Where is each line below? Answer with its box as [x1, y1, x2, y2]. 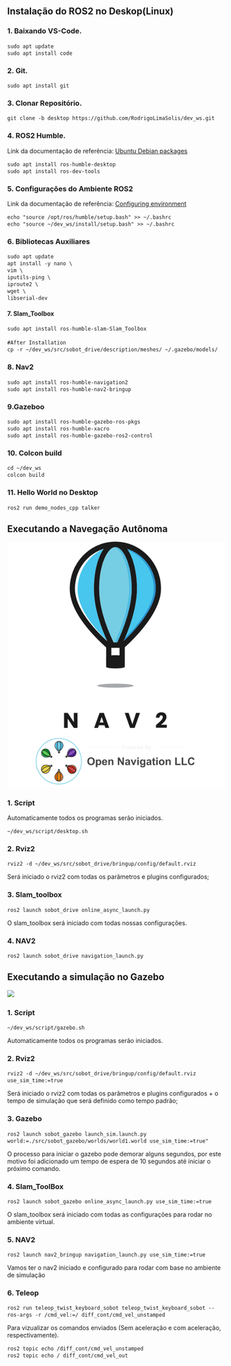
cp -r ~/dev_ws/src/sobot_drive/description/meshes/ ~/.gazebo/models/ [7, 346, 218, 354]
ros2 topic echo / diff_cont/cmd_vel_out [7, 1352, 129, 1359]
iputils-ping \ [7, 274, 51, 281]
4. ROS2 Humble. [7, 131, 66, 140]
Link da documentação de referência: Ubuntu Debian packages [7, 147, 188, 155]
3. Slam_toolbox [7, 890, 62, 900]
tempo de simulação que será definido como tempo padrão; [7, 1097, 178, 1105]
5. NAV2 [7, 1235, 36, 1244]
